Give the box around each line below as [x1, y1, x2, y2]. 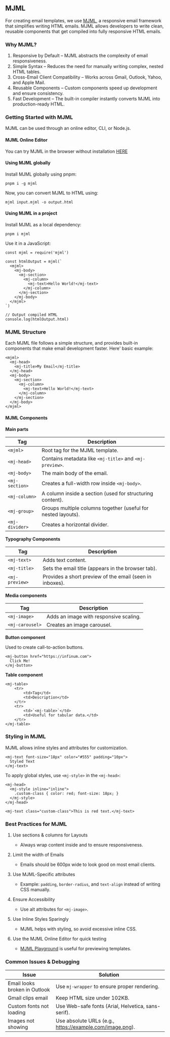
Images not [8, 1017, 34, 1024]
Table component [5, 672, 43, 678]
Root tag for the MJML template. [41, 447, 119, 454]
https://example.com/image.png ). [55, 1024, 135, 1031]
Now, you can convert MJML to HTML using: [5, 190, 99, 196]
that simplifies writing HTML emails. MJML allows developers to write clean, [5, 23, 164, 29]
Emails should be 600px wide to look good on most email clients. [20, 861, 156, 867]
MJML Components [5, 415, 48, 421]
